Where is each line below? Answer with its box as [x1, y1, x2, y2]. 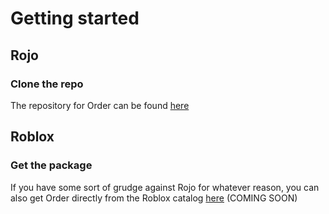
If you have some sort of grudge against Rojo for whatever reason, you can [10, 181, 320, 193]
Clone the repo [10, 77, 84, 91]
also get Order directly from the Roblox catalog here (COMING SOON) [10, 192, 298, 204]
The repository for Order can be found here [10, 99, 190, 111]
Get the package [10, 158, 93, 172]
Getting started [10, 7, 140, 30]
